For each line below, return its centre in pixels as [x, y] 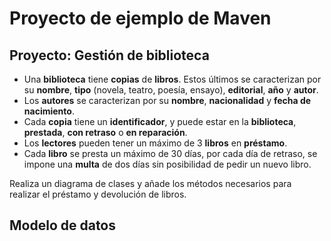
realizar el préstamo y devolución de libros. [98, 194]
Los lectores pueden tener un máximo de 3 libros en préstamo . [155, 143]
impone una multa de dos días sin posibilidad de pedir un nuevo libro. [167, 164]
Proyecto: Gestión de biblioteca [109, 55]
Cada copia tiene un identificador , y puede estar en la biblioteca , [160, 121]
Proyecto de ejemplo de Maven [140, 18]
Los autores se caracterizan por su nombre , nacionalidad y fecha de [167, 100]
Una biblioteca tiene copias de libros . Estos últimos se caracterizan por [172, 79]
